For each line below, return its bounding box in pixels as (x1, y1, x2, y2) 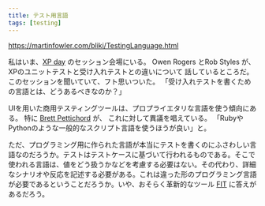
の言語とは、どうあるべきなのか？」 (8, 86, 126, 96)
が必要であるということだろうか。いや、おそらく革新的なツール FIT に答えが (8, 179, 257, 189)
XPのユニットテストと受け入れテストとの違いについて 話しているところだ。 (8, 66, 254, 76)
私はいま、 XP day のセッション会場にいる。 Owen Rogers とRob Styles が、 (8, 57, 256, 66)
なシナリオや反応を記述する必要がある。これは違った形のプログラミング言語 (8, 169, 257, 178)
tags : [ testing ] (8, 19, 62, 27)
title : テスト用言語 (8, 11, 69, 20)
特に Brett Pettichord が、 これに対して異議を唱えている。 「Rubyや (23, 113, 244, 122)
